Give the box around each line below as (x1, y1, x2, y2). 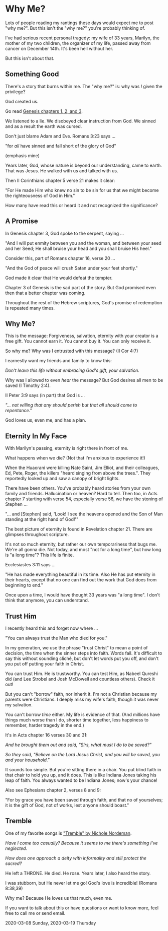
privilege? (5, 89, 26, 95)
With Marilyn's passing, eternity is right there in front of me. (5, 445, 129, 451)
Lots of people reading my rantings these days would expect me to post (5, 20, 154, 26)
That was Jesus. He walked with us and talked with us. (5, 167, 118, 174)
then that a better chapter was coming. (5, 290, 86, 296)
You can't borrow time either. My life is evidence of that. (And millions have (5, 711, 160, 717)
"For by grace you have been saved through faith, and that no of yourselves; (5, 797, 163, 803)
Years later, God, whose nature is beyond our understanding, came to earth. (5, 162, 162, 168)
